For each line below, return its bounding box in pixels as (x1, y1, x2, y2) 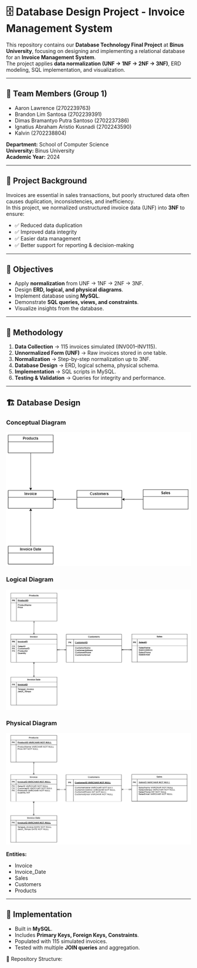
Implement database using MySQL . (14, 292, 100, 299)
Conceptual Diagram (6, 418, 66, 426)
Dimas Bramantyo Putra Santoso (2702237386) (14, 116, 130, 124)
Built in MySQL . (14, 925, 53, 932)
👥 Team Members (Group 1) (6, 89, 107, 99)
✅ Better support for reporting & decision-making (14, 241, 134, 248)
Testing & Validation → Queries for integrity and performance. (14, 375, 166, 382)
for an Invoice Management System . (6, 54, 96, 61)
